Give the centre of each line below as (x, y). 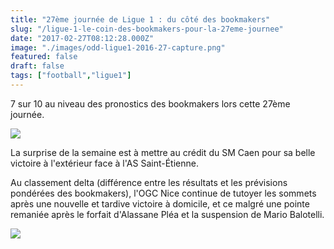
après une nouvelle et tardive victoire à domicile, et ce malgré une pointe (160, 203)
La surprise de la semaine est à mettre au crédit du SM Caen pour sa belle (163, 152)
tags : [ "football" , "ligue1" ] (71, 76)
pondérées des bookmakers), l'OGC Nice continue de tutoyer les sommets (163, 193)
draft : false (37, 66)
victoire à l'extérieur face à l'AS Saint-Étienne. (104, 163)
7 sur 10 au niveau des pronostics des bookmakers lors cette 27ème (150, 103)
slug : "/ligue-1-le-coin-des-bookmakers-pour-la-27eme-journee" (147, 29)
